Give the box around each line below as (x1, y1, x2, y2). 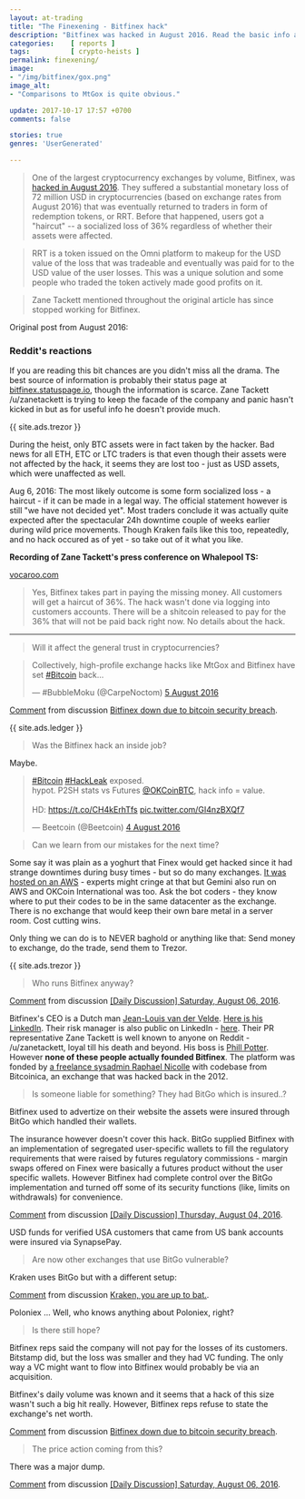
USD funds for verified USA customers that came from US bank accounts (9, 1227, 284, 1238)
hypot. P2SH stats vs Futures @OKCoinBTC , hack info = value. (31, 785, 266, 796)
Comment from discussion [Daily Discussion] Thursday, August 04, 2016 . (9, 1210, 283, 1220)
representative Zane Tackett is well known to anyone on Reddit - (9, 1032, 251, 1043)
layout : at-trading (9, 13, 84, 23)
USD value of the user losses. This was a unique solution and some (31, 268, 284, 278)
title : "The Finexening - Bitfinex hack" (9, 22, 169, 31)
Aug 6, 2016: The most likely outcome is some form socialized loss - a (9, 486, 271, 497)
